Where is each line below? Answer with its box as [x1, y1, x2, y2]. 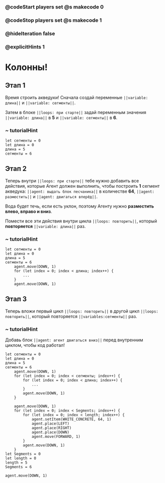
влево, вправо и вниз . [5, 208, 52, 214]
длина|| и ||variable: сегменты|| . [5, 100, 76, 106]
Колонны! [5, 61, 48, 73]
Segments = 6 [5, 465, 32, 470]
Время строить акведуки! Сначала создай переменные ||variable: [5, 94, 148, 100]
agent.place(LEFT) [31, 421, 70, 427]
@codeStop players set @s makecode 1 [5, 16, 102, 23]
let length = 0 [5, 456, 37, 461]
